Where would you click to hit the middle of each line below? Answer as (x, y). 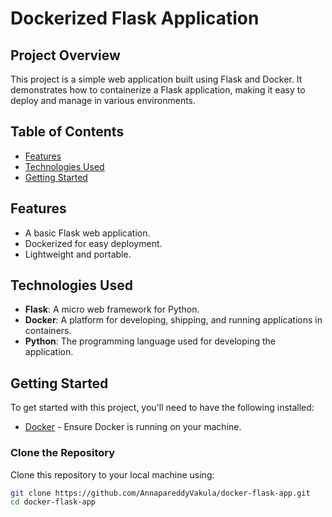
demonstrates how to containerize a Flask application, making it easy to (158, 90)
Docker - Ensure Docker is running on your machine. (133, 427)
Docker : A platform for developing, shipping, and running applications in (173, 320)
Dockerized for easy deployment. (93, 243)
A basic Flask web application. (87, 233)
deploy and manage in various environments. (103, 100)
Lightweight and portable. (78, 254)
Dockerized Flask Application (135, 18)
